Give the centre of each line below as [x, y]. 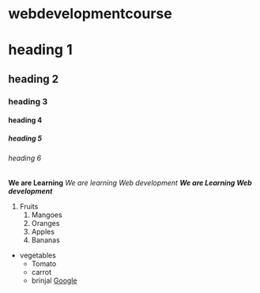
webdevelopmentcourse [90, 14]
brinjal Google [54, 280]
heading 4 [25, 120]
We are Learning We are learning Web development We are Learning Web [130, 182]
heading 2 [34, 79]
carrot [41, 272]
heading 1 [40, 50]
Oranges [45, 223]
